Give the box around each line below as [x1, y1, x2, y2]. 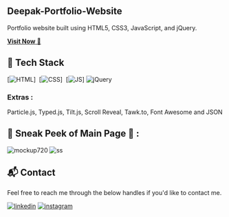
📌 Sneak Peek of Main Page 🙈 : [7, 128, 140, 139]
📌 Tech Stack [7, 57, 65, 69]
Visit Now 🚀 [7, 37, 41, 45]
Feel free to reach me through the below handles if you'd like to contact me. [7, 188, 222, 196]
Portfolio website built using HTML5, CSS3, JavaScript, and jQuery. [7, 23, 197, 32]
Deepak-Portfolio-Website [7, 5, 122, 17]
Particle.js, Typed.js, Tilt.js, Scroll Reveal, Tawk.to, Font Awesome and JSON [7, 108, 223, 116]
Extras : [7, 92, 34, 102]
